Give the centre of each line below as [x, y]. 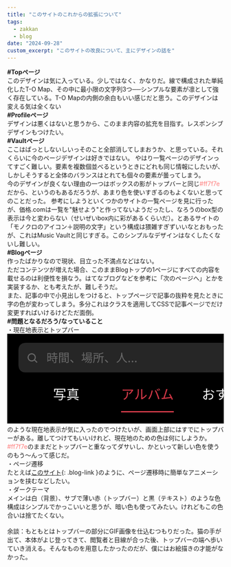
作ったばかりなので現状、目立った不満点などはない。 [82, 261]
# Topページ [24, 72]
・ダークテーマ [28, 490]
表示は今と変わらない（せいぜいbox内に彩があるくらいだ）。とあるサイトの [113, 218]
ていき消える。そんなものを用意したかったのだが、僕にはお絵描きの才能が [112, 548]
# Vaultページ [26, 141]
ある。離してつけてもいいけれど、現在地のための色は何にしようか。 [115, 438]
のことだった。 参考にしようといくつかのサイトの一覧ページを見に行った [110, 201]
